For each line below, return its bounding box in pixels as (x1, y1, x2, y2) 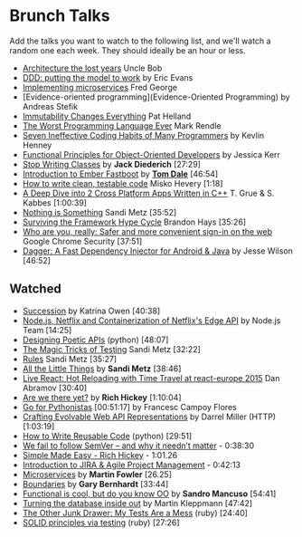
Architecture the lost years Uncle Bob (22, 62, 163, 73)
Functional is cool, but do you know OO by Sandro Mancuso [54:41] (22, 488, 277, 499)
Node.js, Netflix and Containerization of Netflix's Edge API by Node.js (22, 314, 281, 326)
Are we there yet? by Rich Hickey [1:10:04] (22, 391, 183, 403)
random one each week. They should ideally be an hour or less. (9, 44, 246, 55)
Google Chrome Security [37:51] (22, 235, 143, 246)
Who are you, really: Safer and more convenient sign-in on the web (22, 225, 273, 236)
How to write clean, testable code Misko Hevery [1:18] (22, 177, 223, 188)
